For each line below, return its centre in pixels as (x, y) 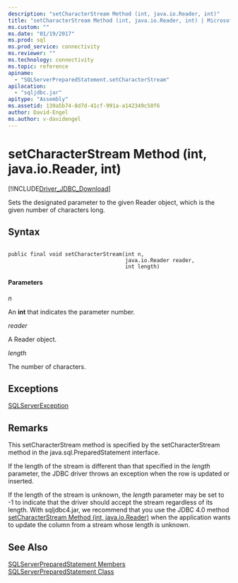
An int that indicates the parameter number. (72, 312)
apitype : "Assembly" (38, 100)
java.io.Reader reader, (160, 261)
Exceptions (33, 388)
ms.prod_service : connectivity (54, 47)
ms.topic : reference (38, 66)
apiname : (21, 73)
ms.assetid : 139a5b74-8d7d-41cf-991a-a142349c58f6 (84, 106)
